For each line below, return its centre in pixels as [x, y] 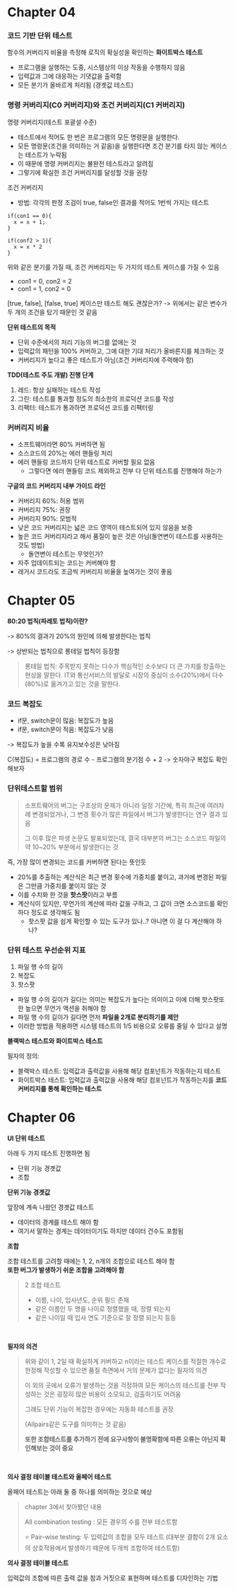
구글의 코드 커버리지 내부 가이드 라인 [56, 486]
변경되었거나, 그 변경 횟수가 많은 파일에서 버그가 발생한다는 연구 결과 [126, 814]
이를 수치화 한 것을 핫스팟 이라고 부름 [67, 895]
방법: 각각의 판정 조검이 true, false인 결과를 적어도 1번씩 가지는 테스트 [113, 202]
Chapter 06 [41, 1118]
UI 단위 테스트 [26, 1138]
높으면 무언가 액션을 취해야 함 [66, 1008]
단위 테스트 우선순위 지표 [47, 950]
